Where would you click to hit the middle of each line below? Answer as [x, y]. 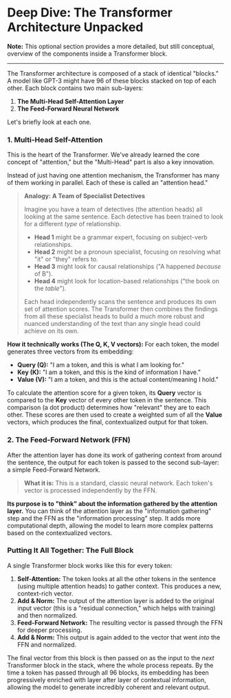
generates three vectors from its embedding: [70, 351]
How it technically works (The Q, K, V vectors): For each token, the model [113, 345]
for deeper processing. [49, 630]
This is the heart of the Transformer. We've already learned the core [103, 155]
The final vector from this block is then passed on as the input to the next [111, 657]
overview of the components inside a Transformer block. [87, 54]
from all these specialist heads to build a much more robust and [114, 316]
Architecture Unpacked [75, 27]
